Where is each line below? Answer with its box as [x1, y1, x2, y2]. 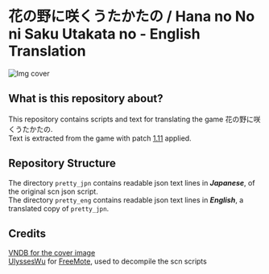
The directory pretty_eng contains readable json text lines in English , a [8, 194, 244, 205]
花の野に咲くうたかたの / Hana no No [8, 7, 255, 26]
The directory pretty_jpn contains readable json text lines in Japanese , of [8, 178, 255, 187]
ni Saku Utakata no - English [8, 25, 201, 43]
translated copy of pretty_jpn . [8, 203, 110, 213]
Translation [8, 42, 86, 60]
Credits [8, 227, 47, 240]
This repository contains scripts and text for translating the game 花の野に [8, 114, 254, 124]
